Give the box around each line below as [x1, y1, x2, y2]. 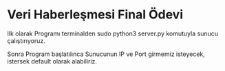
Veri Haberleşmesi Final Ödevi [7, 7, 184, 23]
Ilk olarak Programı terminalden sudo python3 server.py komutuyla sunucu [7, 29, 219, 38]
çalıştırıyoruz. [7, 36, 46, 44]
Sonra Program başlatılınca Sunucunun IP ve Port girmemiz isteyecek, [7, 50, 205, 58]
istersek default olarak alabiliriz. [7, 57, 98, 65]
